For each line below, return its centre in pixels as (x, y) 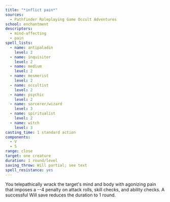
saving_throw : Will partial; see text (46, 165)
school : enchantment (27, 24)
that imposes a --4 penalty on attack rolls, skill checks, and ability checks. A (85, 190)
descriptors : (19, 29)
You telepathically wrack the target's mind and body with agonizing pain (81, 184)
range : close (19, 151)
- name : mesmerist (29, 76)
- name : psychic (27, 95)
